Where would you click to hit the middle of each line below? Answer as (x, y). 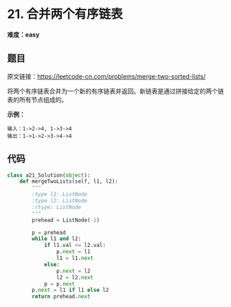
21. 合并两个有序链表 (65, 14)
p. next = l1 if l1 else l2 (70, 290)
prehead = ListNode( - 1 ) (66, 220)
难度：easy (23, 34)
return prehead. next (61, 297)
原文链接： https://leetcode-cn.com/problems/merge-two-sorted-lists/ (107, 76)
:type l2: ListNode (60, 201)
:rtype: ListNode (56, 207)
